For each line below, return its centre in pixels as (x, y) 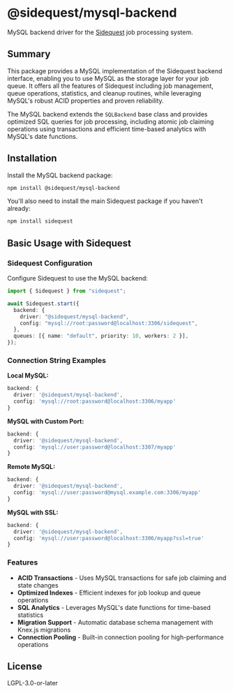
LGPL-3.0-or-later (32, 683)
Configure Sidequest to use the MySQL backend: (78, 278)
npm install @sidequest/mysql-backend (63, 188)
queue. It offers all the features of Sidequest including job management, (111, 86)
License (25, 666)
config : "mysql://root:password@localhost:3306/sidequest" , (109, 323)
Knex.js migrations (44, 629)
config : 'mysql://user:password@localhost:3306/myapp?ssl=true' (109, 538)
